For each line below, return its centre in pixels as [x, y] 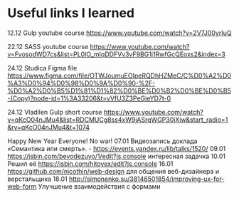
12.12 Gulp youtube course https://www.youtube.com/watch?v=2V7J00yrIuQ [119, 33]
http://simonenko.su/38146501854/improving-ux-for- [147, 179]
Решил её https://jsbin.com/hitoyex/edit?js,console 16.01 [90, 163]
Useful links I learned [71, 13]
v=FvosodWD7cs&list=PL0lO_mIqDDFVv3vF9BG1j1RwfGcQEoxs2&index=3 [116, 54]
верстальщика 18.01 [37, 179]
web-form [22, 186]
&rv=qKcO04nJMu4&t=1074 [49, 127]
